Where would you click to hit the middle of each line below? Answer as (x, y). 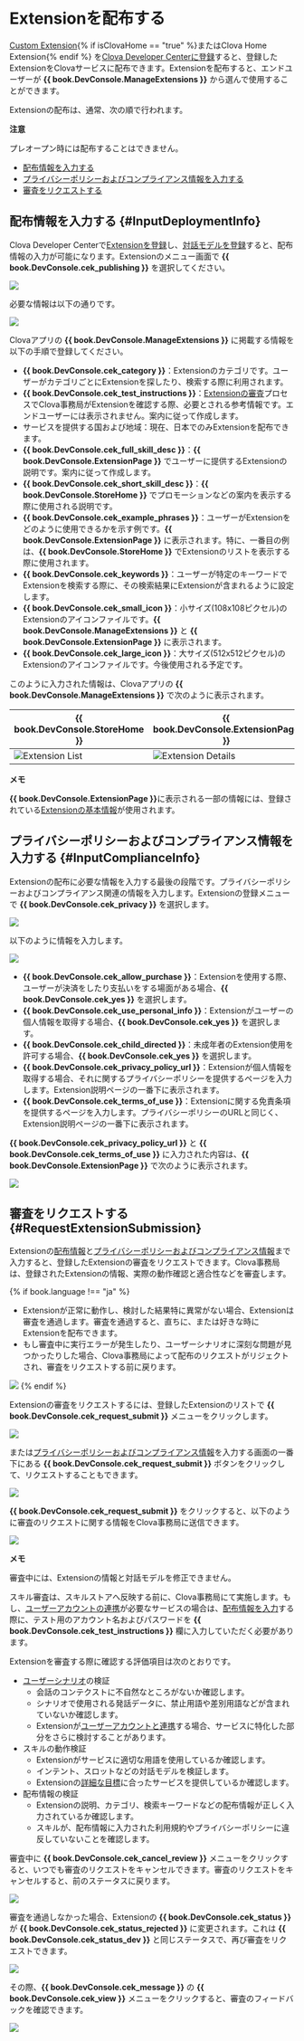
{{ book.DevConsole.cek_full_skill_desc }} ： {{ (111, 450)
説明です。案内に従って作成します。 (89, 472)
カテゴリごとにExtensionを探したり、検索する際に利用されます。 (167, 382)
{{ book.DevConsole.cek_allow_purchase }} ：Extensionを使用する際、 (157, 976)
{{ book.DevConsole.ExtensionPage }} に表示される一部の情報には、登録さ (151, 798)
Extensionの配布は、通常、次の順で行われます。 (99, 109)
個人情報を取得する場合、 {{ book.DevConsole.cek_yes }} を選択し (147, 1021)
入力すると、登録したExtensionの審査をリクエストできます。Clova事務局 (145, 1262)
